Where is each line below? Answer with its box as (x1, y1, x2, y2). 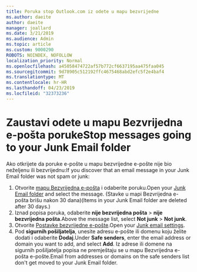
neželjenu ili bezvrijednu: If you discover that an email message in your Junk (6, 166, 189, 173)
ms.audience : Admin (6, 36, 54, 42)
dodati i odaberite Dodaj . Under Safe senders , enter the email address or (14, 234, 191, 241)
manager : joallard (6, 25, 51, 31)
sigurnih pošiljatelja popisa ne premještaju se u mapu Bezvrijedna (14, 246, 173, 253)
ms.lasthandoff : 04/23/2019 (6, 85, 75, 91)
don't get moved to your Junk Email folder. (14, 259, 118, 266)
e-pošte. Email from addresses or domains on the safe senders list (29, 253, 190, 260)
